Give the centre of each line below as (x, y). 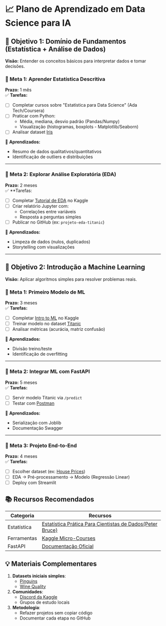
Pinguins (29, 581)
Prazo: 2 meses (21, 185)
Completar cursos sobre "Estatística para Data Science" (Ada (75, 105)
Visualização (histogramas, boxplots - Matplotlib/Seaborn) (79, 127)
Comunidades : (28, 592)
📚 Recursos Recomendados (50, 499)
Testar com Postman (33, 403)
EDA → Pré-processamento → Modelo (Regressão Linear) (71, 477)
